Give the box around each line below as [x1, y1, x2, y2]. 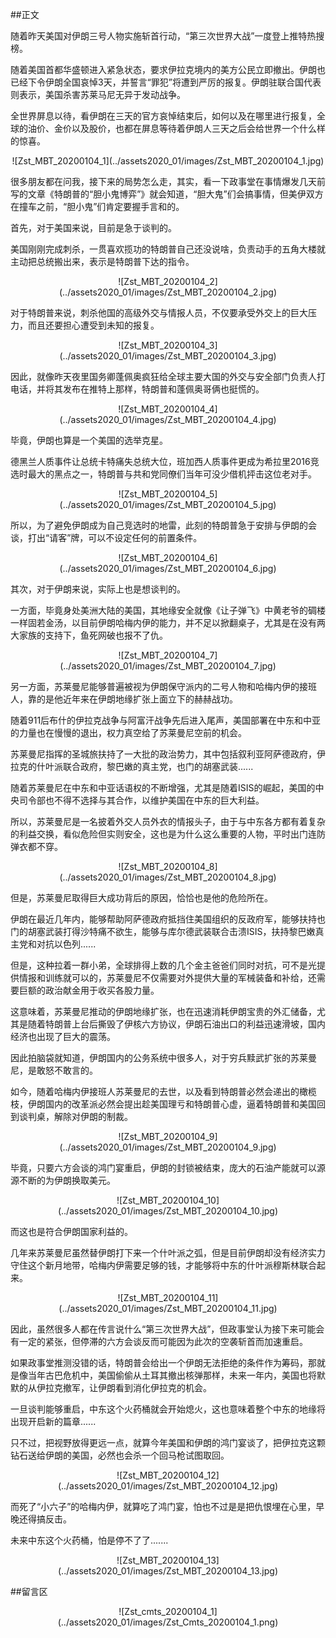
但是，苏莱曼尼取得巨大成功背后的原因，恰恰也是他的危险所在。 [10, 892, 273, 903]
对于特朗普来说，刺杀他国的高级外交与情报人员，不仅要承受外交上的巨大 [10, 307, 308, 318]
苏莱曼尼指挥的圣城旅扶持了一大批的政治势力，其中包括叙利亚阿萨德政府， [10, 748, 317, 760]
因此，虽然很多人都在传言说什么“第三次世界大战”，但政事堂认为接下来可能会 [10, 1323, 325, 1335]
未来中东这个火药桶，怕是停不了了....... [10, 1534, 169, 1546]
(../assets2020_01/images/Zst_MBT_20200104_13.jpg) [58, 1565, 278, 1577]
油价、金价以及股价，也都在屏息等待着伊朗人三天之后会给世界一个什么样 [27, 123, 326, 134]
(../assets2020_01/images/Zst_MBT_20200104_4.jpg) [59, 414, 277, 425]
